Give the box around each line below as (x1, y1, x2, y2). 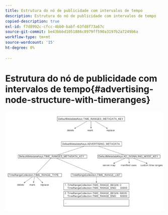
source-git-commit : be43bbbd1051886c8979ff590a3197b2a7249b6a (5, 29, 138, 35)
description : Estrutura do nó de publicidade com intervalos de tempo (5, 13, 156, 19)
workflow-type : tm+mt (5, 35, 51, 40)
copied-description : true (5, 19, 59, 24)
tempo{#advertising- (63, 83, 154, 95)
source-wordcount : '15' (5, 40, 55, 45)
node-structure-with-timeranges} (5, 94, 151, 105)
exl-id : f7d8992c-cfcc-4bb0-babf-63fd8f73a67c (5, 24, 105, 29)
